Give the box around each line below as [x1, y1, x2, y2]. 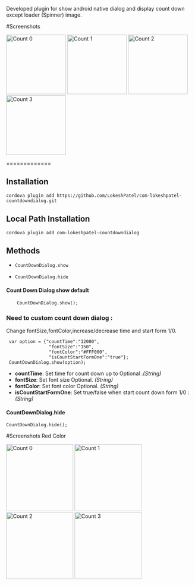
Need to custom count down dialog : [6, 313, 113, 322]
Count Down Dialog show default [6, 287, 89, 294]
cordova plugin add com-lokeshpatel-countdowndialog [6, 229, 140, 235]
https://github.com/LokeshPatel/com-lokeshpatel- [56, 193, 183, 199]
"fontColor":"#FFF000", [48, 349, 108, 355]
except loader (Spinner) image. [6, 11, 82, 18]
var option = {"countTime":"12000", [8, 338, 100, 344]
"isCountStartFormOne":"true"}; [48, 354, 129, 360]
